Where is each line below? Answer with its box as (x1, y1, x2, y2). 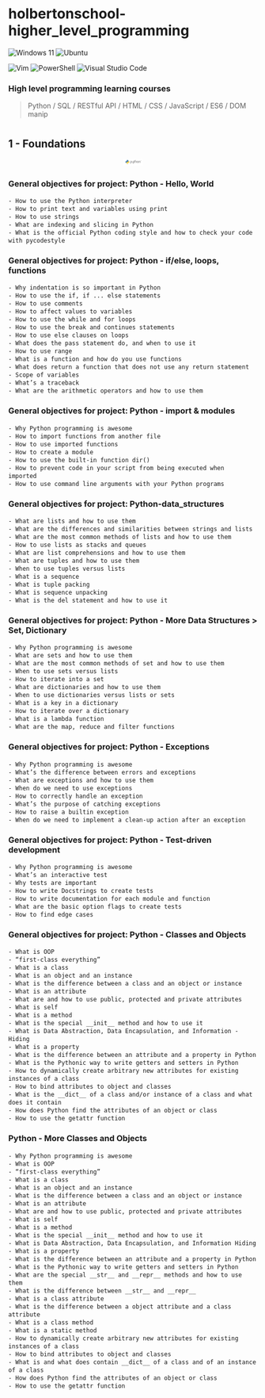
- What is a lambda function (8, 715, 104, 723)
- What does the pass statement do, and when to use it (8, 339, 196, 347)
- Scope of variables (8, 371, 80, 379)
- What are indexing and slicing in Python (8, 221, 154, 229)
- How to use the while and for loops (8, 316, 136, 324)
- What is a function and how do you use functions (8, 355, 182, 363)
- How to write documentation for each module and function (8, 894, 211, 902)
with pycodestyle (8, 237, 66, 245)
